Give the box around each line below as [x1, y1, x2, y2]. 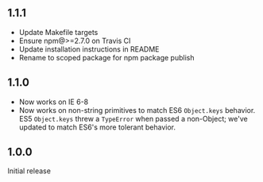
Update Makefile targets [18, 27, 99, 37]
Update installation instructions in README [18, 44, 160, 54]
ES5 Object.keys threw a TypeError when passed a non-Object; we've [18, 114, 248, 123]
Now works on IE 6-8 [18, 97, 89, 106]
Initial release [7, 166, 51, 176]
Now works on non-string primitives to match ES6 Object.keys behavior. [18, 105, 256, 114]
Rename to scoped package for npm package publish [18, 52, 195, 62]
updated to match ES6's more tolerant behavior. [18, 122, 176, 132]
